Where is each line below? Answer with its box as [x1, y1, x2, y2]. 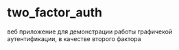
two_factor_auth [7, 5, 103, 21]
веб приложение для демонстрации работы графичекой [7, 27, 173, 36]
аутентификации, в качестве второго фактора [7, 34, 142, 42]
